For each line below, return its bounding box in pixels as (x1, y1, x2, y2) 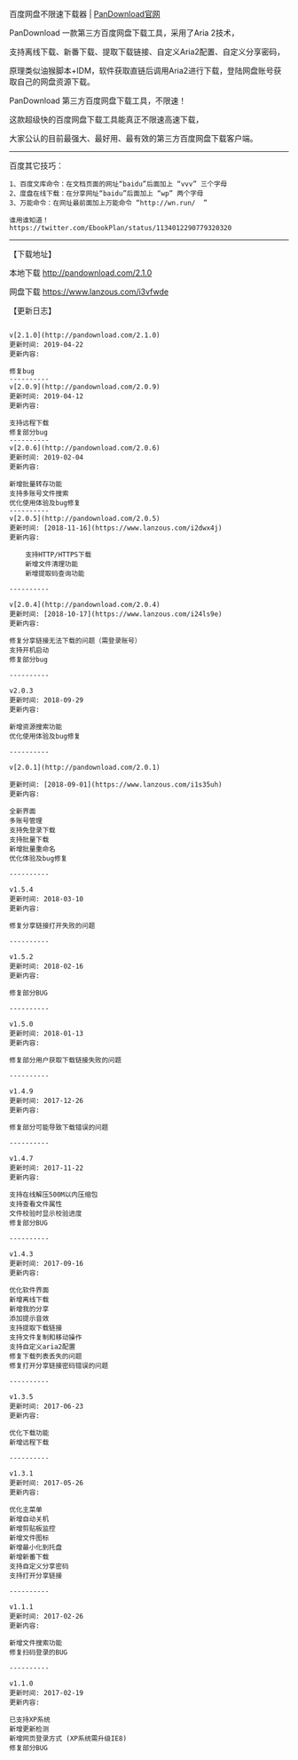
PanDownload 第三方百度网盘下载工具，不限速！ (9, 95, 187, 106)
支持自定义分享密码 (9, 1562, 69, 1571)
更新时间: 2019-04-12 (9, 392, 84, 401)
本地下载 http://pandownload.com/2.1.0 (9, 268, 153, 278)
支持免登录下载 (9, 826, 56, 835)
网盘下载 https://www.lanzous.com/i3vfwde (9, 286, 169, 297)
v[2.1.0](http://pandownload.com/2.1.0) (9, 331, 161, 340)
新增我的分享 (9, 1305, 50, 1314)
